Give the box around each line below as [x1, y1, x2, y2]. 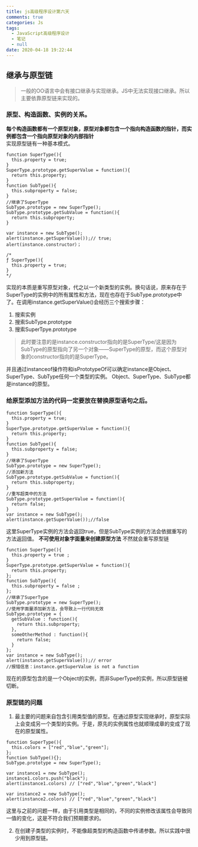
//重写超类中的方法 [6, 491, 47, 497]
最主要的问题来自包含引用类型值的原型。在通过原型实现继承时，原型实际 [14, 713, 190, 720]
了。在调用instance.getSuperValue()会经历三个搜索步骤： [6, 298, 146, 306]
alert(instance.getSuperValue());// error [6, 658, 112, 664]
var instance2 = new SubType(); [6, 791, 85, 797]
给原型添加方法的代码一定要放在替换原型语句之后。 [6, 396, 151, 405]
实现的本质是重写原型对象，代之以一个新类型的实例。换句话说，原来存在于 [6, 284, 187, 291]
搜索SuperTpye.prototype [14, 326, 77, 333]
